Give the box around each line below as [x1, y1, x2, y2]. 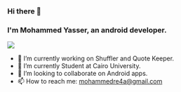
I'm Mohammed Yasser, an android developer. [7, 25, 167, 34]
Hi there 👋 [7, 6, 42, 16]
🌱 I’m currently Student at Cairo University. [17, 62, 141, 70]
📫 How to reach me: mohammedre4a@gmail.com [17, 77, 163, 86]
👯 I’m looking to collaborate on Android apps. [17, 70, 148, 78]
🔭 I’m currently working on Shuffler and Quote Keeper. [17, 54, 174, 63]
